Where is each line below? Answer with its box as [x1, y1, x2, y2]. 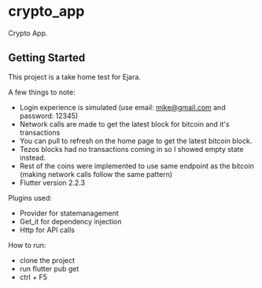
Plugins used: [8, 193, 53, 202]
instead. [19, 153, 46, 162]
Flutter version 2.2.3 [19, 178, 85, 187]
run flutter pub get [19, 264, 79, 273]
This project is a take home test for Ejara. [8, 72, 142, 81]
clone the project [19, 255, 76, 265]
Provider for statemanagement [19, 208, 120, 218]
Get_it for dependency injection [19, 216, 122, 226]
